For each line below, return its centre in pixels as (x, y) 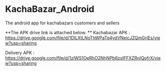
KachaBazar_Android (50, 9)
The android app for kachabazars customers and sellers (62, 23)
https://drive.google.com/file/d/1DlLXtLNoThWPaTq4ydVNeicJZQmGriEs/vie (83, 38)
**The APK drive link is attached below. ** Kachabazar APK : (68, 32)
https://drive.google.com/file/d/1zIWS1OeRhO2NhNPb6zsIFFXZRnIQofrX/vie (83, 58)
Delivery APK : (20, 53)
